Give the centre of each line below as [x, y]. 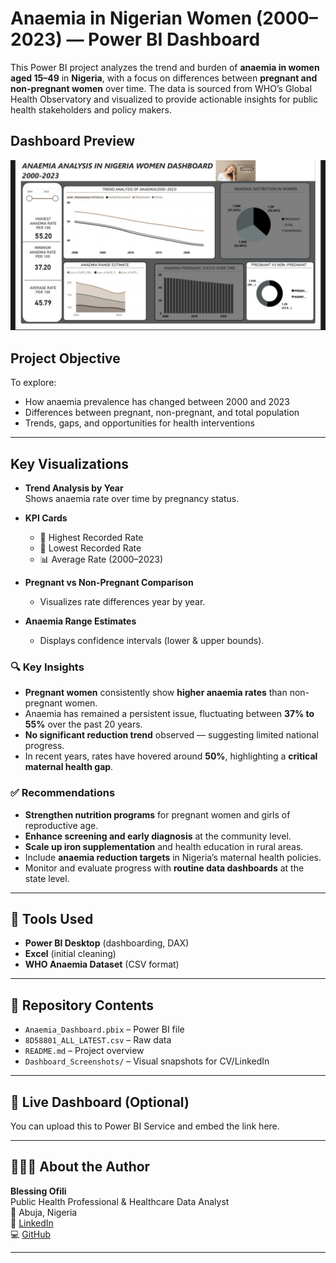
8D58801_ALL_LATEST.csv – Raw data [98, 1040]
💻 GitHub [30, 1234]
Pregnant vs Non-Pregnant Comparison [109, 583]
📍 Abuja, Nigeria [44, 1212]
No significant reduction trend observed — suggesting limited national [171, 735]
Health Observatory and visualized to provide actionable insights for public [164, 99]
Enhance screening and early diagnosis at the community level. [158, 836]
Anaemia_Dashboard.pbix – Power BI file [104, 1029]
